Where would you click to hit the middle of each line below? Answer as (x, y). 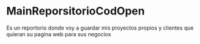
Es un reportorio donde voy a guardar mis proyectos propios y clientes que (100, 28)
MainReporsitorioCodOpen (75, 11)
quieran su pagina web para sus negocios (59, 34)
